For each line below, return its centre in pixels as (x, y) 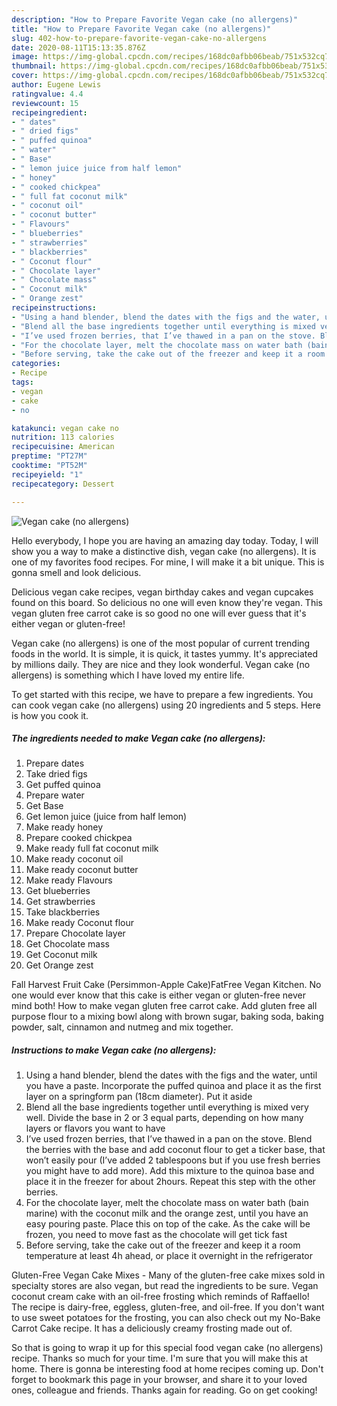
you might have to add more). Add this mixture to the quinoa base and (170, 1171)
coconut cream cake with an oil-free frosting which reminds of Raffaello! (160, 1297)
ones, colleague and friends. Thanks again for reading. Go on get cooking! (164, 1390)
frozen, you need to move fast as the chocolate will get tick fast (156, 1235)
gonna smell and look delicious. (76, 572)
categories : (36, 364)
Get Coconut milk (61, 955)
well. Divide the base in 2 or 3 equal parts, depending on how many (164, 1118)
